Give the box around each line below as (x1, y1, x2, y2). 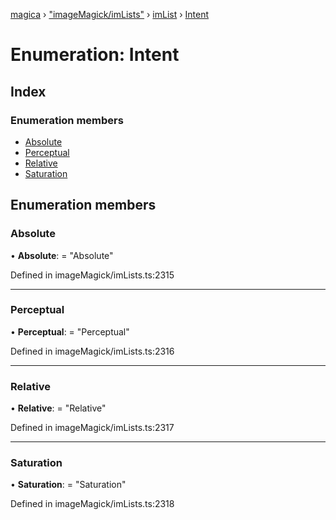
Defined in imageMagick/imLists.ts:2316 (10, 345, 175, 357)
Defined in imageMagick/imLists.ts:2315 (10, 269, 175, 281)
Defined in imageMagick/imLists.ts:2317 (10, 422, 175, 434)
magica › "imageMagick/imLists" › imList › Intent (10, 9, 210, 20)
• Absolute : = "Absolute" (10, 249, 114, 261)
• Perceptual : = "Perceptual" (10, 325, 130, 338)
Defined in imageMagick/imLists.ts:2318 (10, 498, 175, 510)
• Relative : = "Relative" (10, 402, 107, 414)
